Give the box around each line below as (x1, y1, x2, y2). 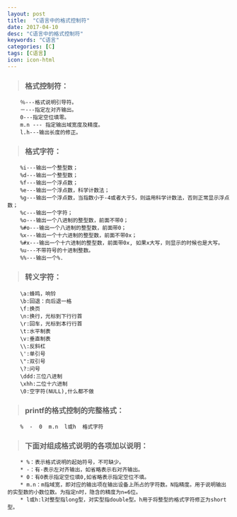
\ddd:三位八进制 (20, 373, 62, 380)
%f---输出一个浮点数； (20, 180, 79, 187)
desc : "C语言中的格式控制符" (7, 30, 83, 37)
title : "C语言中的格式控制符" (7, 17, 90, 24)
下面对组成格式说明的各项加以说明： (24, 441, 149, 451)
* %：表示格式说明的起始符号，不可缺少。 (20, 459, 125, 466)
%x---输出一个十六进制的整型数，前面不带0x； (20, 232, 137, 239)
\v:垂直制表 (20, 335, 51, 342)
